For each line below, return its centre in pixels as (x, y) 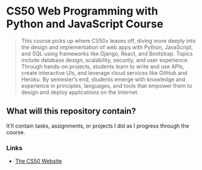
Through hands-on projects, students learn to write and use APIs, (103, 66)
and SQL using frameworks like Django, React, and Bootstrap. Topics (107, 53)
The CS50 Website (38, 161)
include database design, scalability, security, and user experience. (105, 60)
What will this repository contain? (71, 111)
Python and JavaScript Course (85, 24)
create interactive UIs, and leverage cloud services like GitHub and (104, 73)
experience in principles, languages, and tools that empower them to (106, 85)
